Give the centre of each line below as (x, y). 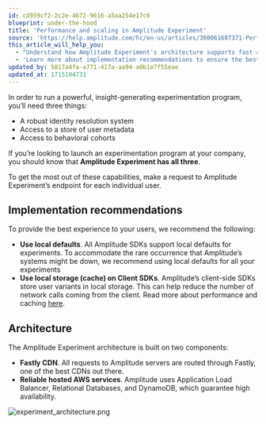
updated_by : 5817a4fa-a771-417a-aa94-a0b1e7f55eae (93, 67)
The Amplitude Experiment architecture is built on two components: (118, 348)
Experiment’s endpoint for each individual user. (85, 185)
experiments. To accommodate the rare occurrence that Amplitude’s (131, 253)
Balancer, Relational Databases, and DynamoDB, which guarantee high (135, 388)
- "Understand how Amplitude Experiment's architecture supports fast (134, 52)
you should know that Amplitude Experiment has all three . (104, 161)
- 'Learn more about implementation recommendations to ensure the (129, 60)
